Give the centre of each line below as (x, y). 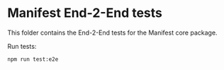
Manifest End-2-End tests (85, 13)
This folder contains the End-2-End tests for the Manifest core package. (112, 33)
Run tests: (22, 46)
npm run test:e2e (33, 59)
